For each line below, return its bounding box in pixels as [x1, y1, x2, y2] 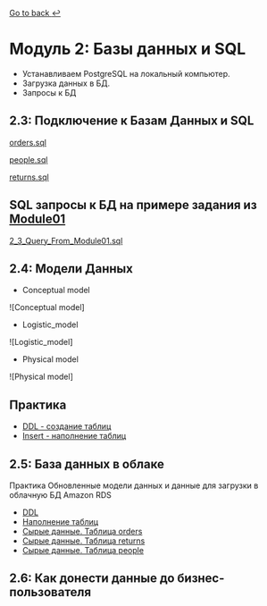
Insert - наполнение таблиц [21, 431, 127, 442]
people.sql [9, 154, 48, 164]
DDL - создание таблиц [21, 421, 112, 432]
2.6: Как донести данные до [9, 571, 175, 586]
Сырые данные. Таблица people [21, 545, 145, 555]
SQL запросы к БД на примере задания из [9, 198, 257, 213]
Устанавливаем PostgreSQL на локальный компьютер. [21, 68, 230, 79]
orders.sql [9, 137, 47, 147]
